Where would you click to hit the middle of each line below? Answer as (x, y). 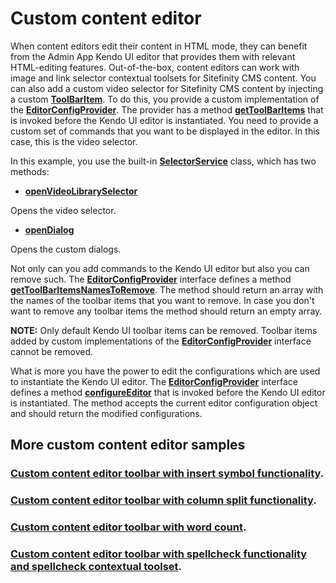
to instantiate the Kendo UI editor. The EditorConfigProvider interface (154, 381)
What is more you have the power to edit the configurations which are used (165, 371)
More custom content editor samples (128, 445)
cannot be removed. (52, 351)
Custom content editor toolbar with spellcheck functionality (159, 554)
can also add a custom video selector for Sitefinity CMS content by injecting (167, 88)
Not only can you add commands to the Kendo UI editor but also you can (160, 268)
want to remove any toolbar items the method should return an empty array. (166, 311)
